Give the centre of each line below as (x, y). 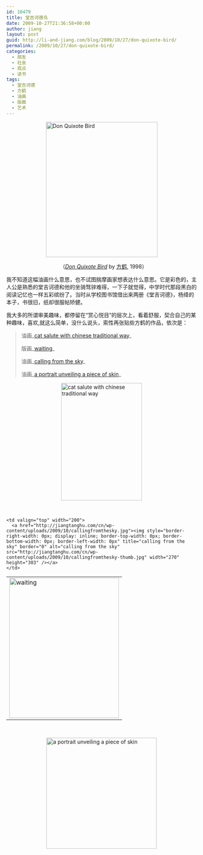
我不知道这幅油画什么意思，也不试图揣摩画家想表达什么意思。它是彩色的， (99, 279)
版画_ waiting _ (38, 348)
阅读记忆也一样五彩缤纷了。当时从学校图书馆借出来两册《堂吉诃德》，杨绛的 (100, 294)
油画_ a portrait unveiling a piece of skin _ (71, 374)
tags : (13, 79)
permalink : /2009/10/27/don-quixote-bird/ (60, 46)
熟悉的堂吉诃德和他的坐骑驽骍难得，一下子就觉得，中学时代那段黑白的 (109, 287)
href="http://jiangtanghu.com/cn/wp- (67, 525)
